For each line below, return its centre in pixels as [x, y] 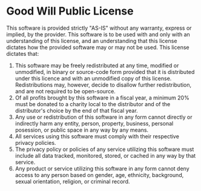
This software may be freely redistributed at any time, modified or [97, 65]
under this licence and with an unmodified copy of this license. [93, 78]
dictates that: [23, 53]
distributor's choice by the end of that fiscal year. [76, 110]
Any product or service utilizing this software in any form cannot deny [102, 169]
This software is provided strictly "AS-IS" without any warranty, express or [99, 28]
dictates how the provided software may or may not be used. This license [98, 47]
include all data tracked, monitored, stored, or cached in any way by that [105, 155]
